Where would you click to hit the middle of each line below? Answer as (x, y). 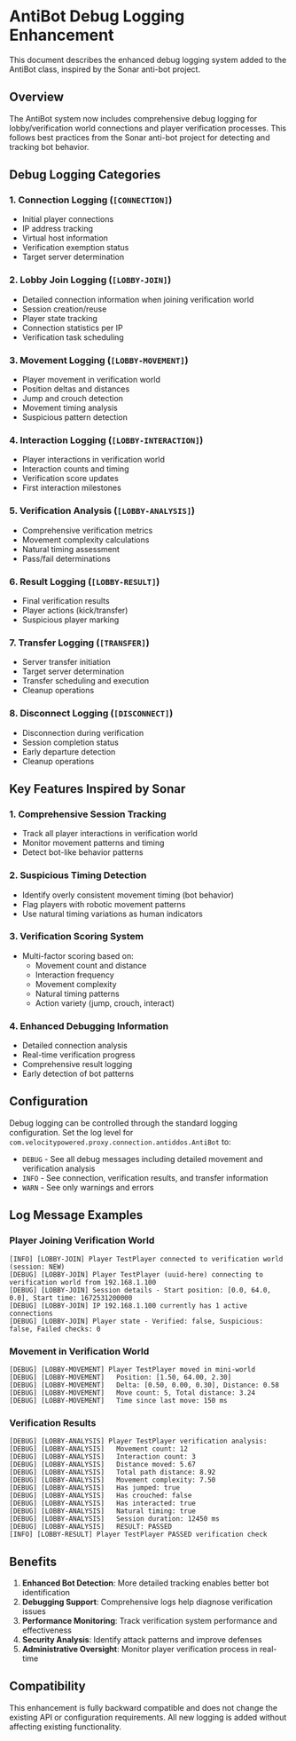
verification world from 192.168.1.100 (83, 1282)
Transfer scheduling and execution (86, 681)
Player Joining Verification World (82, 1240)
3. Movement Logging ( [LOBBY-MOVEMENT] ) (99, 360)
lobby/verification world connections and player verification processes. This (148, 128)
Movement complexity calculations (86, 540)
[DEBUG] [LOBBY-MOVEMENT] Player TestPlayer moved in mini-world (132, 1369)
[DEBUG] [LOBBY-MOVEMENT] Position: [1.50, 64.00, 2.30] (121, 1377)
